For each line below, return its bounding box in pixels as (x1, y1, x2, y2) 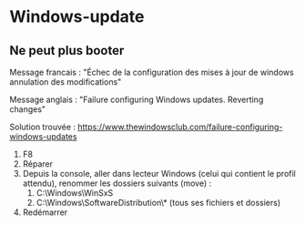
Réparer (22, 159, 53, 169)
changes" (9, 104, 46, 115)
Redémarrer (22, 207, 68, 218)
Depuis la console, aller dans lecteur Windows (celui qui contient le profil (22, 169, 296, 179)
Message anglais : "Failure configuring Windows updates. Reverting (9, 94, 264, 105)
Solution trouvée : (9, 121, 76, 132)
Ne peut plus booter (9, 43, 125, 58)
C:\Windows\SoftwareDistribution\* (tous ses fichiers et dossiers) (36, 198, 281, 208)
